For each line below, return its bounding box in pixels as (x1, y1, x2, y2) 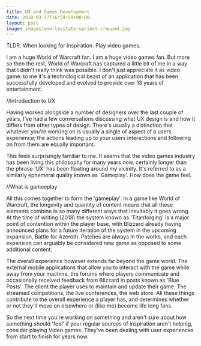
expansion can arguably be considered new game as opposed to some (6, 240, 182, 247)
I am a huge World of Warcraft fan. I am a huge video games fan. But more (6, 53, 190, 61)
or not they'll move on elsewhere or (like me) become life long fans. (6, 302, 173, 309)
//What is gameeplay (6, 183, 58, 190)
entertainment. (6, 85, 43, 93)
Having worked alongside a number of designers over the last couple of (6, 109, 184, 116)
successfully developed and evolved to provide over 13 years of (6, 79, 164, 86)
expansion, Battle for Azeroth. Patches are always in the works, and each (6, 233, 187, 240)
